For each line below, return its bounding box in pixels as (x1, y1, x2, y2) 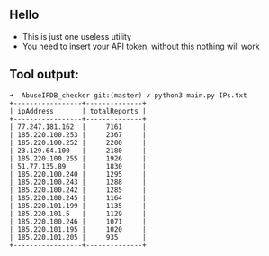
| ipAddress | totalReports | (9, 106, 147, 115)
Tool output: (9, 67, 79, 82)
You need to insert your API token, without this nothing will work (22, 41, 260, 51)
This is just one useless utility (22, 31, 132, 41)
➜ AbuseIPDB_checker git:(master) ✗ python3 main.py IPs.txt (9, 90, 247, 100)
